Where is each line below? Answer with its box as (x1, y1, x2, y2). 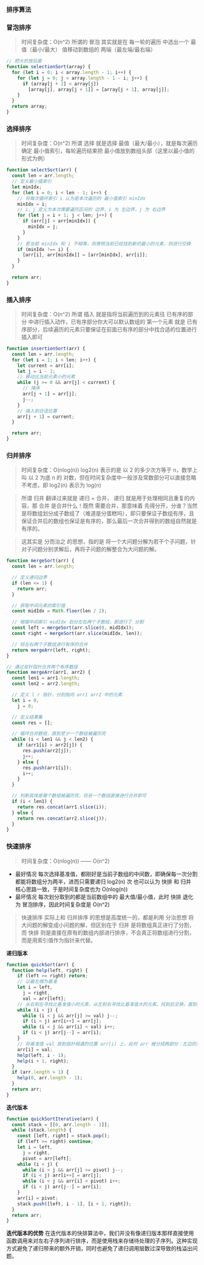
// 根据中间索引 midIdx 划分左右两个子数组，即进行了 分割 (12, 619, 144, 625)
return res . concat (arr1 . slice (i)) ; (17, 804, 107, 810)
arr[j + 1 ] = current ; (17, 413, 75, 420)
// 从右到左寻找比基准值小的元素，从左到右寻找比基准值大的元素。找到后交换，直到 (17, 1001, 197, 1007)
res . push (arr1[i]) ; (22, 765, 72, 771)
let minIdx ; (12, 184, 42, 190)
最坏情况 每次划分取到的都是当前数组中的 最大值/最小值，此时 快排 (15, 893, 182, 900)
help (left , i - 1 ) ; (17, 1052, 67, 1058)
